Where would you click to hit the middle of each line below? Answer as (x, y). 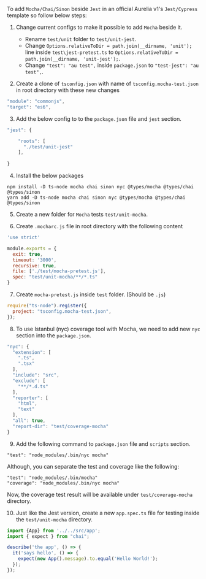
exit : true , (28, 254)
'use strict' (24, 237)
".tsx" (26, 364)
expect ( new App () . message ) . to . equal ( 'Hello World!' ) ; (88, 559)
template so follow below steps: (47, 15)
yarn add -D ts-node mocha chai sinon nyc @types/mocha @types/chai (96, 197)
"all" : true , (29, 421)
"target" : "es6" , (29, 107)
